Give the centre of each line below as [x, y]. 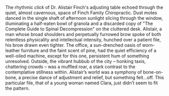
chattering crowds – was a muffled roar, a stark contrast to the [70, 67]
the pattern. [18, 88]
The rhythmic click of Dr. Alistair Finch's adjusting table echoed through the [84, 7]
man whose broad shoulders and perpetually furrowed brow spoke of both [83, 34]
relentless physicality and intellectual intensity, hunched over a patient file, [83, 40]
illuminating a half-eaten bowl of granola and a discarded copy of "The [79, 23]
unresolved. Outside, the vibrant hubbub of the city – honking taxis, [76, 61]
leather [13, 51]
